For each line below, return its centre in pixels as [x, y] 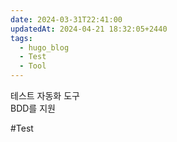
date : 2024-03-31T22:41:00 [66, 19]
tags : [21, 38]
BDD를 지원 [33, 108]
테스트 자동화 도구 [45, 95]
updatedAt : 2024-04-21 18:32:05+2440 [89, 29]
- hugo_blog [44, 47]
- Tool [33, 66]
